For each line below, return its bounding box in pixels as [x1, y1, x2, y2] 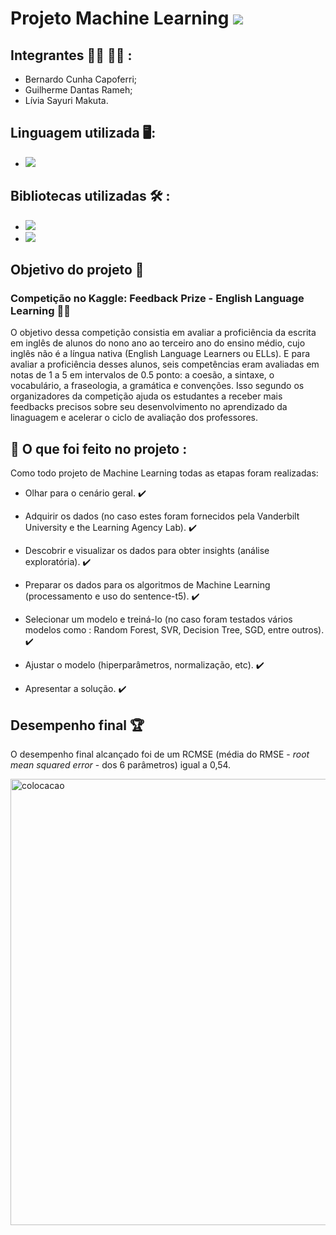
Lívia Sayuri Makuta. [24, 95, 109, 106]
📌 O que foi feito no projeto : [10, 440, 188, 457]
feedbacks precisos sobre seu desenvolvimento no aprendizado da [10, 401, 288, 413]
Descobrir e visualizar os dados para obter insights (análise [24, 545, 270, 557]
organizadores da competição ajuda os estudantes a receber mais [10, 390, 283, 402]
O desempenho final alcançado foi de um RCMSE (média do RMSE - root [10, 748, 310, 760]
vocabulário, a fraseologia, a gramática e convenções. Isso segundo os [10, 380, 305, 392]
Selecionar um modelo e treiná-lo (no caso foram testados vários [24, 613, 293, 626]
